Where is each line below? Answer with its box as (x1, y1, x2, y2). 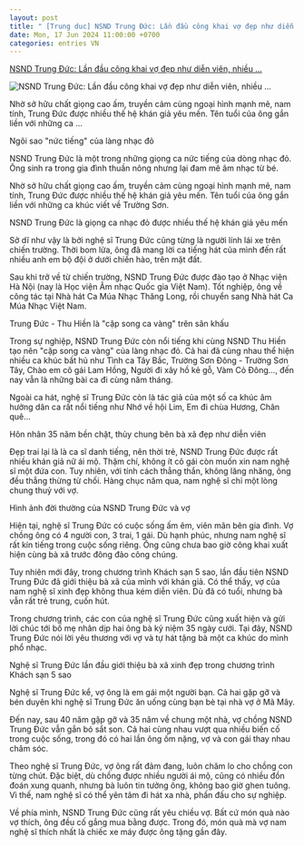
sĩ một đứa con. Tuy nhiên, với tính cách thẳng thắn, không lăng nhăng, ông (9, 466, 292, 477)
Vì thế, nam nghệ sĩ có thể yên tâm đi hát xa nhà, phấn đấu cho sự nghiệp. (9, 790, 288, 801)
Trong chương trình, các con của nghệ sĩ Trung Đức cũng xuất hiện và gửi (9, 614, 286, 625)
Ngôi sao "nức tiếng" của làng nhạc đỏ (9, 135, 154, 146)
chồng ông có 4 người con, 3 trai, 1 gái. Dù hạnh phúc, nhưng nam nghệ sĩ (9, 530, 286, 541)
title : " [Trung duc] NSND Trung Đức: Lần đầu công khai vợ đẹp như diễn (9, 22, 295, 31)
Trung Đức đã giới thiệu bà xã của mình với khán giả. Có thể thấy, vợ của (9, 576, 280, 587)
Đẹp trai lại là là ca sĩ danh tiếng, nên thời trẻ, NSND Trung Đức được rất (9, 447, 279, 457)
